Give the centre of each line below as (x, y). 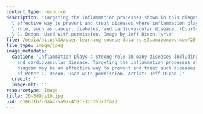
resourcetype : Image (32, 90)
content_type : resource (36, 12)
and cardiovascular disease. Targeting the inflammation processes (104, 62)
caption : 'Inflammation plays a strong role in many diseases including (105, 57)
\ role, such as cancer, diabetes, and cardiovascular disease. (94, 29)
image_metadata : (27, 51)
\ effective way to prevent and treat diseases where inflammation (98, 23)
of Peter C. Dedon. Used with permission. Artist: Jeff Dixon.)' (101, 74)
